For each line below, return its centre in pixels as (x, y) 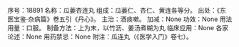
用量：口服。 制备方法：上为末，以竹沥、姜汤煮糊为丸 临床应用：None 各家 (118, 28)
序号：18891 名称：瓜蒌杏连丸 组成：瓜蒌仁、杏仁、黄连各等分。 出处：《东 (117, 10)
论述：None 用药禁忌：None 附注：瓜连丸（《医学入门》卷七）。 (100, 36)
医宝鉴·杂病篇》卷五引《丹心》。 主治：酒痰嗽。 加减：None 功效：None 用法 (120, 19)
